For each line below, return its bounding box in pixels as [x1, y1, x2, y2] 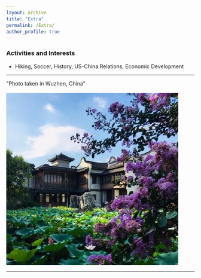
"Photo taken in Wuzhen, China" [6, 80, 86, 87]
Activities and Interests [6, 49, 75, 57]
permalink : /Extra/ [6, 22, 55, 28]
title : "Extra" [6, 16, 44, 22]
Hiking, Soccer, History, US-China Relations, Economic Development [14, 63, 184, 70]
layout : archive [6, 10, 47, 16]
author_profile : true [6, 29, 60, 35]
